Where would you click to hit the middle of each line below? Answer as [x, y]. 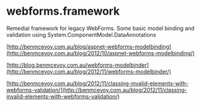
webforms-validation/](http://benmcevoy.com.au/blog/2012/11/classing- [97, 89]
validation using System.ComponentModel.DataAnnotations [81, 34]
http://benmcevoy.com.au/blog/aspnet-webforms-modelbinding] [90, 47]
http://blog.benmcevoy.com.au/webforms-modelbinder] [79, 65]
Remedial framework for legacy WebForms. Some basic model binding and [100, 28]
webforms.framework [63, 11]
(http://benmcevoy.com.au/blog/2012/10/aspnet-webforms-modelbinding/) [100, 53]
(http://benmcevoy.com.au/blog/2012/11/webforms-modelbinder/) [89, 71]
